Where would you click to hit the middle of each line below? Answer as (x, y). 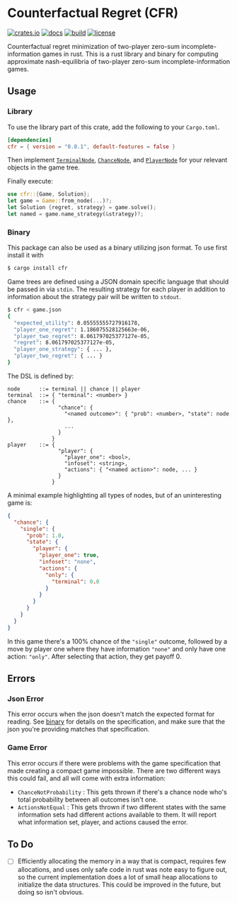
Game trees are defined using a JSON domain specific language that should (118, 282)
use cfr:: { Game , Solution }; (49, 194)
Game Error (28, 748)
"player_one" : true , (69, 555)
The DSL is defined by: (41, 376)
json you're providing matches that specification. (79, 729)
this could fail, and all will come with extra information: (87, 778)
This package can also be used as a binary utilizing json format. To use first (117, 248)
